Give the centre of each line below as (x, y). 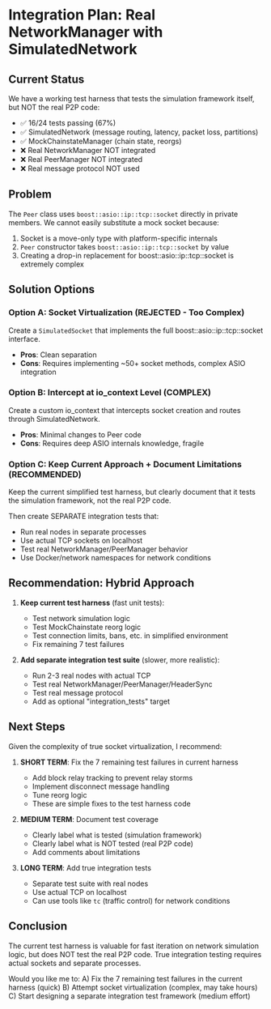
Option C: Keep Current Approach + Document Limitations (125, 464)
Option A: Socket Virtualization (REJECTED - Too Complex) (127, 313)
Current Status (47, 79)
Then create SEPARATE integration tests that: (84, 517)
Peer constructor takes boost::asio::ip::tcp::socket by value (124, 247)
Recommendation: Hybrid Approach (102, 583)
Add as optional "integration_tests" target (101, 701)
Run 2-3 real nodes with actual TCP (91, 675)
